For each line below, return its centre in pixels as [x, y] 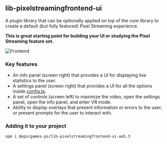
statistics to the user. [35, 81]
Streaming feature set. [30, 41]
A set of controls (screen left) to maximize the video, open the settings [86, 97]
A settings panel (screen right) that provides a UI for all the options [82, 86]
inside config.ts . [29, 91]
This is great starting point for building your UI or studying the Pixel [78, 35]
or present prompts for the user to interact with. [62, 113]
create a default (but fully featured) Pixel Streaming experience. [72, 26]
